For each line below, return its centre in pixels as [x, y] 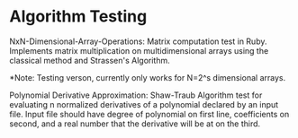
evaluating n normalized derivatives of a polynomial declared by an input [144, 104]
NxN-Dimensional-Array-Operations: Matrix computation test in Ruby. [138, 41]
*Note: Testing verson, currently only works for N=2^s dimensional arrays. [148, 77]
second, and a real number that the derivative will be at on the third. [135, 124]
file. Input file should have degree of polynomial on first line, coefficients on [149, 114]
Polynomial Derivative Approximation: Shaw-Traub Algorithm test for [136, 95]
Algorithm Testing [78, 17]
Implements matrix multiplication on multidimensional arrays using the [139, 50]
